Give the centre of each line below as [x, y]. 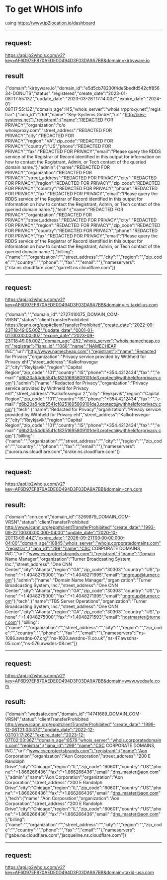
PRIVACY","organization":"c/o [35, 125]
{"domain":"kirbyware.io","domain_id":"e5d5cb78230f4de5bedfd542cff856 [83, 88]
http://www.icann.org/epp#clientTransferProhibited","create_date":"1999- [80, 724]
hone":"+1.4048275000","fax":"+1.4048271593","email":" [64, 617]
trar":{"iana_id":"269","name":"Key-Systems [50, 114]
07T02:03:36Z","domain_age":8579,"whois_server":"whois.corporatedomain [83, 740]
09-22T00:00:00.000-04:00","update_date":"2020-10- [61, 533]
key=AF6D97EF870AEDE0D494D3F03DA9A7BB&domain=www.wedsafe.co [83, 681]
